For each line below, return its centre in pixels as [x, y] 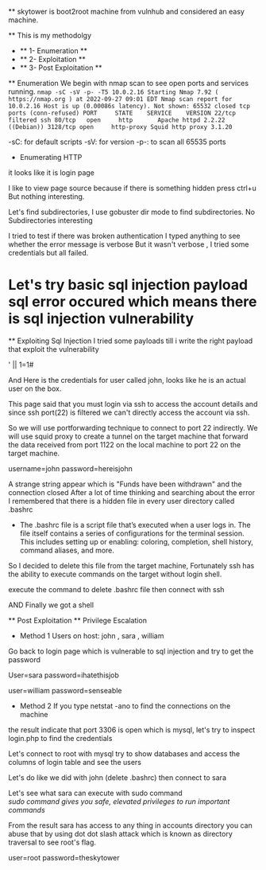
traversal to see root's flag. [52, 842]
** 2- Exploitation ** [52, 59]
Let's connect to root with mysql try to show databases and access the [124, 753]
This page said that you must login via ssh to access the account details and [133, 404]
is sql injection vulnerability [101, 319]
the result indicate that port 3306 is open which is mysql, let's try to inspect [132, 730]
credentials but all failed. [48, 253]
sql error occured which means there [133, 302]
